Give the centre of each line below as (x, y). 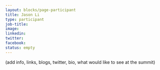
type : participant (25, 19)
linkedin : (16, 33)
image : (12, 29)
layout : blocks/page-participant (41, 10)
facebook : (16, 43)
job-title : (17, 24)
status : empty (20, 48)
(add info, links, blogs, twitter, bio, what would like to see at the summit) (80, 62)
